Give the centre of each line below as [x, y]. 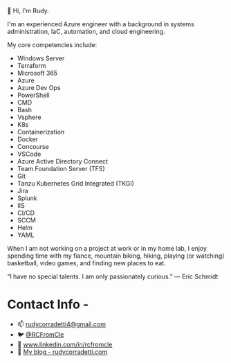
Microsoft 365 [37, 73]
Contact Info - [48, 304]
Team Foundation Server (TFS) [61, 169]
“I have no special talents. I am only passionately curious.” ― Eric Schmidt [113, 276]
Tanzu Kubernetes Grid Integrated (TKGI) [76, 183]
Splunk [27, 198]
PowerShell [33, 95]
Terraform [31, 65]
